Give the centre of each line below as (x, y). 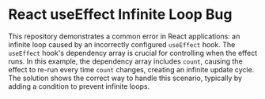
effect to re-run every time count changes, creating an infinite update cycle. (131, 69)
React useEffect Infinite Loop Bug (120, 15)
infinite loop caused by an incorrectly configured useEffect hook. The (122, 44)
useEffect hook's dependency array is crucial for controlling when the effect (133, 53)
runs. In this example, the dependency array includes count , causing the (125, 61)
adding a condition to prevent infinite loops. (79, 86)
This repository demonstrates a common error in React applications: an (124, 36)
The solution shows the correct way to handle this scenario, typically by (125, 78)
